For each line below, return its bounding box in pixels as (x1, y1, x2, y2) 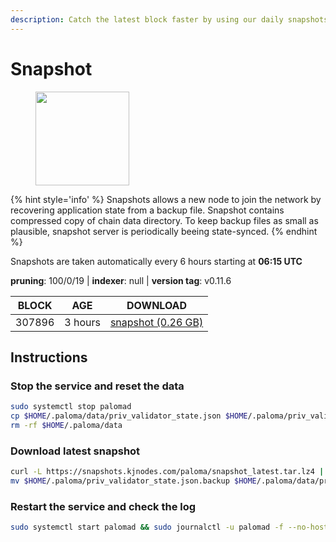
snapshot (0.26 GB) (109, 315, 204, 329)
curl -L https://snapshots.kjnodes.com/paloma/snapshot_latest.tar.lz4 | (10, 467, 325, 477)
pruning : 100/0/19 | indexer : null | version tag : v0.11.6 (10, 274, 232, 286)
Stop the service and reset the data (10, 379, 185, 393)
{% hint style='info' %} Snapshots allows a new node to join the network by (10, 193, 322, 205)
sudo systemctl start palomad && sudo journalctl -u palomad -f (10, 522, 284, 533)
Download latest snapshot (10, 444, 141, 458)
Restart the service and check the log (10, 499, 197, 513)
